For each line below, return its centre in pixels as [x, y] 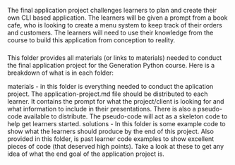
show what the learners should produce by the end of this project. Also [110, 131]
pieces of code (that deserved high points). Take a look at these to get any [116, 146]
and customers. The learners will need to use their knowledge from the [110, 32]
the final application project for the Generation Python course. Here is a [111, 65]
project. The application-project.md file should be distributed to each [108, 94]
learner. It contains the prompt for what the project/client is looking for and [116, 101]
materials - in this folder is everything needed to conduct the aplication [110, 86]
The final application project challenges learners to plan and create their [112, 10]
